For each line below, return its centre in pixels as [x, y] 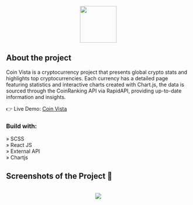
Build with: [22, 126]
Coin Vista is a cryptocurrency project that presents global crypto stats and [97, 72]
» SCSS [15, 139]
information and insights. [36, 97]
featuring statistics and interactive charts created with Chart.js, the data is [95, 84]
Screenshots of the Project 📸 [59, 176]
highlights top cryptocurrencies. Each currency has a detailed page [87, 78]
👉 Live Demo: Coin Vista [37, 108]
